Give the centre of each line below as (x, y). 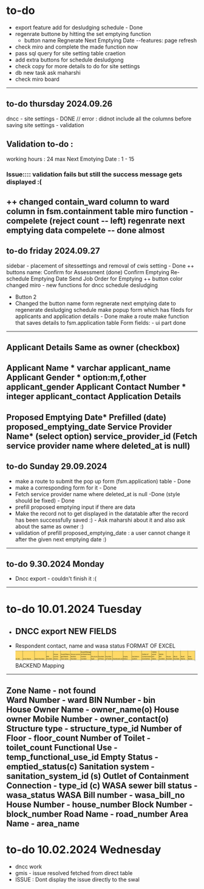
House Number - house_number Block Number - (100, 804)
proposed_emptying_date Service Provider (89, 427)
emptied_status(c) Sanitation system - (80, 766)
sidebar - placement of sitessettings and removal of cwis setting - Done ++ (100, 266)
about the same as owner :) (49, 526)
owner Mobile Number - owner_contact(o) (87, 719)
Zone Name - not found (51, 690)
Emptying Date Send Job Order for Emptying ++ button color (107, 278)
